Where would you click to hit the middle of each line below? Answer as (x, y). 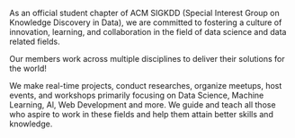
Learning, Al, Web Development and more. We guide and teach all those (143, 105)
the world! (28, 68)
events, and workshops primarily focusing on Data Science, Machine (137, 95)
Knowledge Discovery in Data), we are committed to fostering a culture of (146, 22)
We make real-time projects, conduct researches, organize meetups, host (146, 86)
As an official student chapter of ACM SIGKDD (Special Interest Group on (145, 13)
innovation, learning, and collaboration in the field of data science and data (148, 32)
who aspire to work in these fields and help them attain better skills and (142, 114)
